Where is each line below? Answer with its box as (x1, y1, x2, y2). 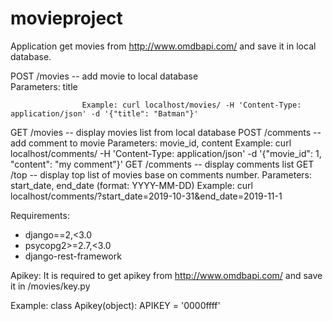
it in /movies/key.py (10, 280, 91, 292)
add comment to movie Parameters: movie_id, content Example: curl (10, 137, 292, 149)
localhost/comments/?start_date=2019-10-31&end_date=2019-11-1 (10, 190, 283, 202)
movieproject (10, 7, 123, 30)
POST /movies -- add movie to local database (10, 70, 199, 82)
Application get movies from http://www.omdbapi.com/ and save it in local (10, 40, 317, 52)
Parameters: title (10, 80, 78, 92)
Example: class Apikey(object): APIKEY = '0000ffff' (10, 299, 221, 311)
